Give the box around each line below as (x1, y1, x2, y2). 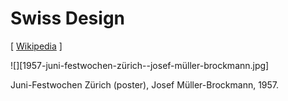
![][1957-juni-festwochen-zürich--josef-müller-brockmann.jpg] (10, 59, 270, 71)
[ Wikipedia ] (10, 40, 63, 52)
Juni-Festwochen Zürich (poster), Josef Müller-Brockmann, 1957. (10, 78, 280, 91)
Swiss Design (10, 7, 126, 30)
